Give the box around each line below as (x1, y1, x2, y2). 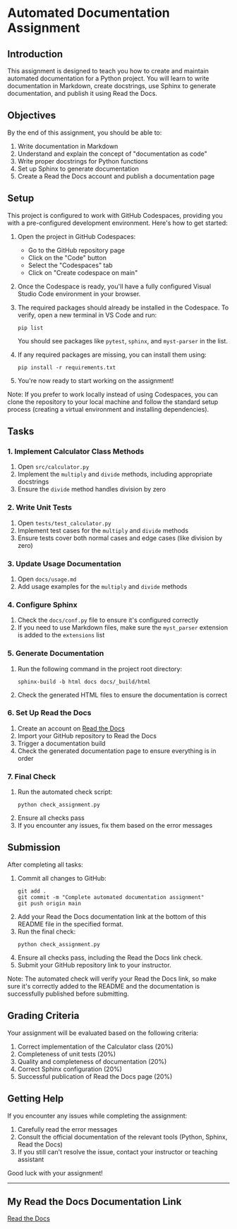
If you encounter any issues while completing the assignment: (7, 1111, 188, 1120)
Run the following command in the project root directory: (17, 664, 182, 673)
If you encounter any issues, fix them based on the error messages (17, 821, 213, 830)
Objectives (7, 109, 56, 121)
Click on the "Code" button (28, 253, 107, 262)
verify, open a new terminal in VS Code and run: (17, 310, 157, 319)
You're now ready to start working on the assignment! (17, 376, 174, 385)
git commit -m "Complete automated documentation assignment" (17, 893, 205, 900)
